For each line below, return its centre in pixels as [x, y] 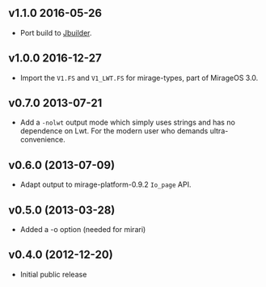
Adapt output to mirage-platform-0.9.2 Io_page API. [106, 184]
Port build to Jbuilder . [56, 32]
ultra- [219, 131]
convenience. [43, 140]
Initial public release [53, 274]
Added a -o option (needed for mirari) [83, 230]
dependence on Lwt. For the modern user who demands [114, 131]
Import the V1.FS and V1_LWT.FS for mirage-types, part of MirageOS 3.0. [139, 78]
